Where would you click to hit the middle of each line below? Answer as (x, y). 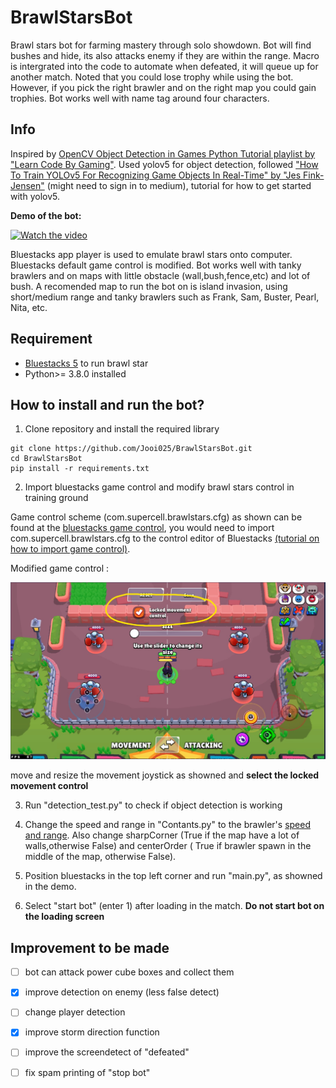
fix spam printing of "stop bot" (87, 1072)
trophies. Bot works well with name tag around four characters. (140, 98)
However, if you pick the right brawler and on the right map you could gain (163, 87)
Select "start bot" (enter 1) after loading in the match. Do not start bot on (174, 906)
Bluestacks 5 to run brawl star (86, 363)
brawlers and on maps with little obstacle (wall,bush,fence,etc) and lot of (160, 275)
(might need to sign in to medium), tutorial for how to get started (179, 185)
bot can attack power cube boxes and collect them (129, 972)
